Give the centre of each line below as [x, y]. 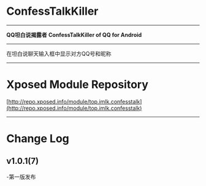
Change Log [38, 139]
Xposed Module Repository [78, 85]
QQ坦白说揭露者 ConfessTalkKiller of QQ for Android [74, 34]
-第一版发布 [21, 177]
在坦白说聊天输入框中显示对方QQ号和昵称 [59, 53]
